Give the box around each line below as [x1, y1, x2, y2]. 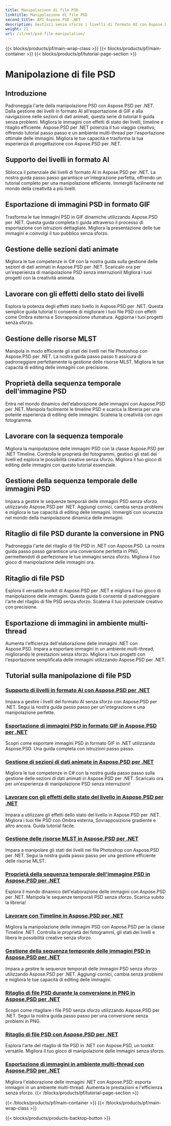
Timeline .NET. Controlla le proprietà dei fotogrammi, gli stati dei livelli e [5, 929, 155, 936]
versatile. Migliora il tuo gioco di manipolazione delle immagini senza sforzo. [5, 1048, 165, 1054]
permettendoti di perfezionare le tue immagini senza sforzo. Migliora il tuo [5, 554, 160, 560]
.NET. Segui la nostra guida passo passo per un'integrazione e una [5, 704, 145, 710]
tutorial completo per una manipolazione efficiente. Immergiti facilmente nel [5, 180, 164, 186]
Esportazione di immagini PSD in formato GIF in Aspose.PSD [5, 722, 157, 729]
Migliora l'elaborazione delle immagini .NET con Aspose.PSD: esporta [5, 1078, 151, 1085]
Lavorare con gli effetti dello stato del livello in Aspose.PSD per [5, 794, 164, 801]
